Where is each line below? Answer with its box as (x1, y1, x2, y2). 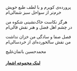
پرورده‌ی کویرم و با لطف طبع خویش (5, 4, 72, 10)
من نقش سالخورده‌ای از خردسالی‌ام (5, 39, 71, 45)
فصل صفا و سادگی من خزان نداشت (5, 34, 71, 39)
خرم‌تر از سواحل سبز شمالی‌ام (5, 9, 62, 15)
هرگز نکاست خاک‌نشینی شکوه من (5, 19, 68, 25)
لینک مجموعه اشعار (5, 60, 41, 66)
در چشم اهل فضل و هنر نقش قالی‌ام (5, 24, 73, 30)
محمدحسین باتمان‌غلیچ (5, 49, 46, 54)
